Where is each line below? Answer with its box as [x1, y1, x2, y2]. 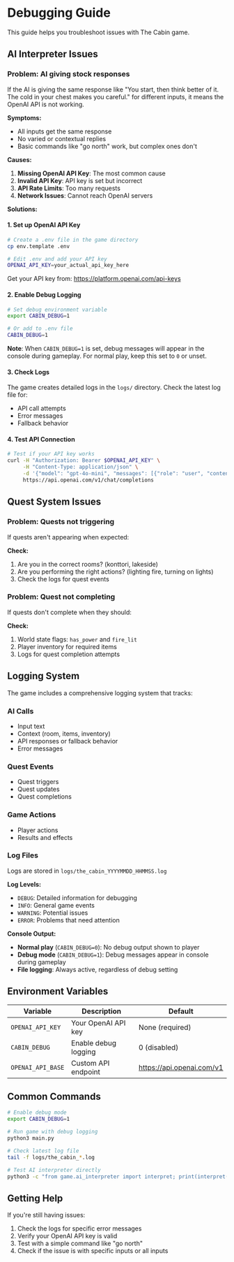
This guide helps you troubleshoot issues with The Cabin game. [7, 28, 190, 36]
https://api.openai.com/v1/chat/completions [22, 477, 155, 484]
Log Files [7, 850, 38, 860]
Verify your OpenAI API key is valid [17, 1232, 118, 1240]
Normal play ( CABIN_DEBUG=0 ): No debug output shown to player [17, 943, 200, 951]
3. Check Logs [7, 368, 50, 376]
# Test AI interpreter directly [7, 1166, 101, 1173]
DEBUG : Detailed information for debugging [17, 893, 138, 902]
